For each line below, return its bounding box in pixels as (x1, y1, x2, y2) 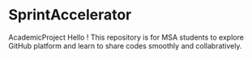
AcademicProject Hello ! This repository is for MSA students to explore (8, 32, 245, 42)
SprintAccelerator (8, 6, 132, 24)
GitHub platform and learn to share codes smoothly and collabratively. (8, 40, 242, 50)
